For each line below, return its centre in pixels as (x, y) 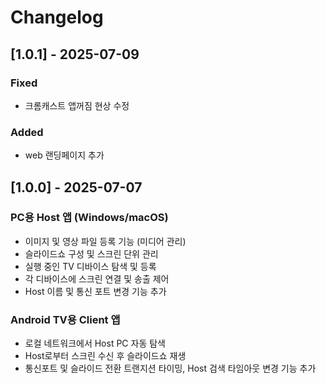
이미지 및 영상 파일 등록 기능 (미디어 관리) (105, 241)
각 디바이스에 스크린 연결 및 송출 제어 (97, 278)
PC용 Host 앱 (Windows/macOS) (89, 218)
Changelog (57, 17)
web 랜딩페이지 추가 (64, 155)
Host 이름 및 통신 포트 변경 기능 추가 (95, 291)
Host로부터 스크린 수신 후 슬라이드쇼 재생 (105, 356)
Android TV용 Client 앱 (65, 319)
